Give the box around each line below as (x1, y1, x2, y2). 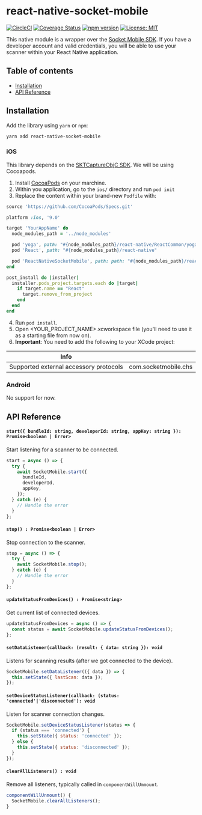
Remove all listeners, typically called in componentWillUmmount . (6, 780, 159, 788)
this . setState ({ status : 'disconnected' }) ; (17, 744, 130, 751)
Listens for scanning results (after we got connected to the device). (6, 657, 173, 664)
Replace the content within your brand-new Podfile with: (14, 192, 156, 199)
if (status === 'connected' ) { (11, 727, 90, 734)
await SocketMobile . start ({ (17, 469, 87, 475)
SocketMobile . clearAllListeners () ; (11, 798, 101, 804)
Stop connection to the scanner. (6, 539, 86, 546)
